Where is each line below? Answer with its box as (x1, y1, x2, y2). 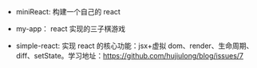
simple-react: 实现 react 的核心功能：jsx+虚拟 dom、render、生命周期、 (15, 41, 254, 50)
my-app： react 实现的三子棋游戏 (15, 24, 126, 34)
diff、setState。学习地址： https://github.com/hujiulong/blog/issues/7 (15, 51, 244, 60)
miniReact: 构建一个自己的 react (15, 7, 121, 16)
